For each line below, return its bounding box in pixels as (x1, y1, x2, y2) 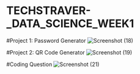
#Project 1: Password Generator (6, 37, 86, 44)
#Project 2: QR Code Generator (6, 48, 86, 56)
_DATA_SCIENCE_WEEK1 (6, 17, 134, 31)
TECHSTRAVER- (6, 4, 91, 18)
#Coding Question (6, 61, 53, 68)
